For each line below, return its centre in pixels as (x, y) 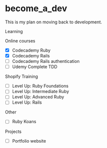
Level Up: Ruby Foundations (40, 86)
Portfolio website (29, 141)
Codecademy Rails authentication (46, 61)
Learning (14, 31)
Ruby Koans (24, 122)
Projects (13, 131)
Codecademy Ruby (31, 50)
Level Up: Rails (27, 102)
